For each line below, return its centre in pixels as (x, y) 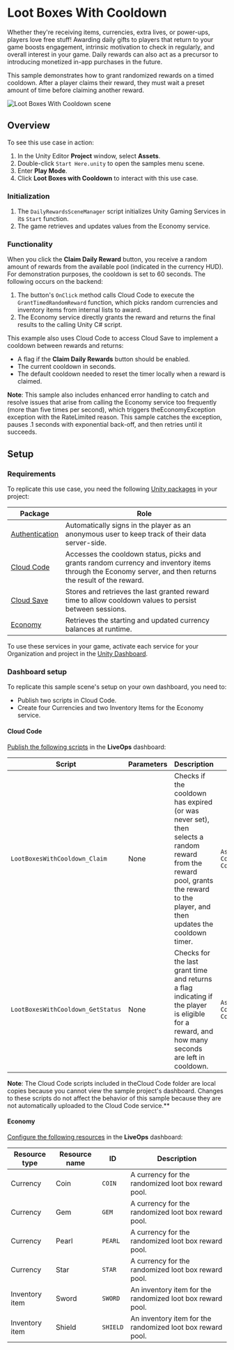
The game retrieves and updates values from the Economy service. (114, 226)
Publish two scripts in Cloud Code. (67, 700)
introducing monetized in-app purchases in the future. (85, 61)
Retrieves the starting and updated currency (138, 621)
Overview (29, 126)
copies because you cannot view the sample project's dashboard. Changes (116, 1091)
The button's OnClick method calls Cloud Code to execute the (106, 295)
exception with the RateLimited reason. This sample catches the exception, (115, 417)
